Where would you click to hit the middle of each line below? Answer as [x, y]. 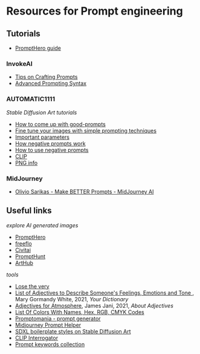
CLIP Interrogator [37, 338]
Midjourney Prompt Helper [48, 325]
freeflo [23, 243]
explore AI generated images [42, 225]
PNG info [26, 162]
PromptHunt [30, 256]
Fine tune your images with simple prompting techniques [86, 130]
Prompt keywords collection [50, 344]
